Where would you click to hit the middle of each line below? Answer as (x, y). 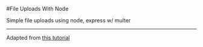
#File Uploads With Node (37, 9)
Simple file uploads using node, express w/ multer (69, 20)
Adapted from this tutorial (38, 38)
